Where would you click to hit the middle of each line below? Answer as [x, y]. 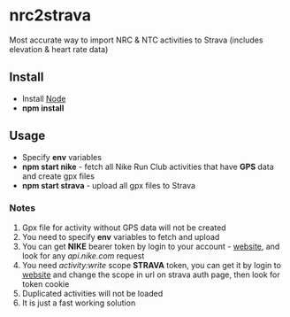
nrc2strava [50, 15]
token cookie [46, 283]
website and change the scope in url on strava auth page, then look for [151, 274]
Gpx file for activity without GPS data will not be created [124, 228]
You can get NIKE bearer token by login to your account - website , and [151, 246]
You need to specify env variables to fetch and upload [121, 236]
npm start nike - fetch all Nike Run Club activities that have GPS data [148, 166]
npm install [43, 108]
